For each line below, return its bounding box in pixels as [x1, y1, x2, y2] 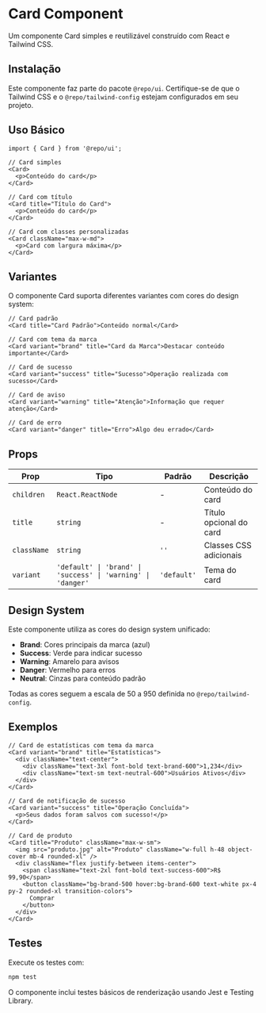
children [12, 490, 45, 500]
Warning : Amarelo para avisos [19, 657, 120, 666]
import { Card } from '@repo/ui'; [8, 144, 123, 152]
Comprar [28, 894, 55, 902]
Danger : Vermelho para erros [19, 666, 116, 674]
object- [227, 846, 253, 854]
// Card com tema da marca [8, 336, 97, 343]
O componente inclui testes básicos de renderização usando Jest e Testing [8, 987, 254, 996]
